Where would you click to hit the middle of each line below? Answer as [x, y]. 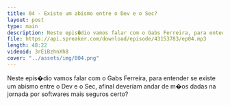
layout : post [26, 20]
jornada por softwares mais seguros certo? [68, 94]
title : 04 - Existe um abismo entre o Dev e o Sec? [82, 13]
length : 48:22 [27, 45]
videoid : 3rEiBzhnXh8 [38, 52]
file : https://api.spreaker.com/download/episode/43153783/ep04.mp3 [107, 39]
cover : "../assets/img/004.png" [53, 58]
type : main [23, 26]
